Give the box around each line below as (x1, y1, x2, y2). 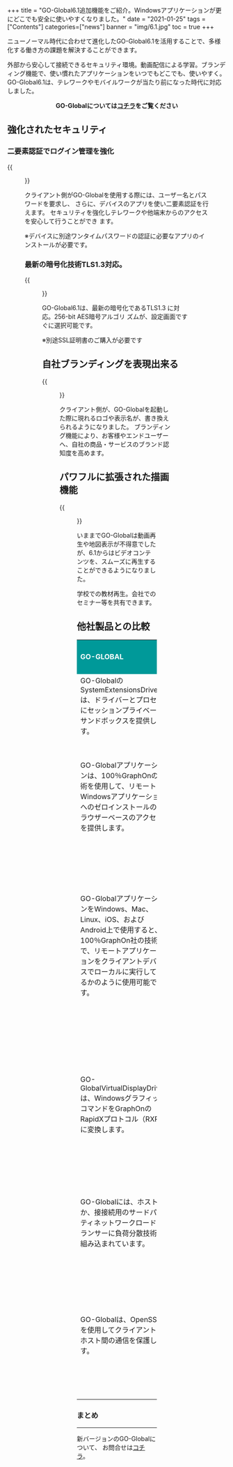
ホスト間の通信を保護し (80, 1336, 158, 1346)
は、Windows (80, 1093, 125, 1103)
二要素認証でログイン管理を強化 (7, 146, 115, 156)
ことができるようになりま (77, 565, 150, 574)
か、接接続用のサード (80, 1208, 150, 1217)
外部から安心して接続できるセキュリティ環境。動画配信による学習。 (7, 61, 202, 68)
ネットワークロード (93, 1218, 157, 1228)
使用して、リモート (94, 782, 156, 791)
